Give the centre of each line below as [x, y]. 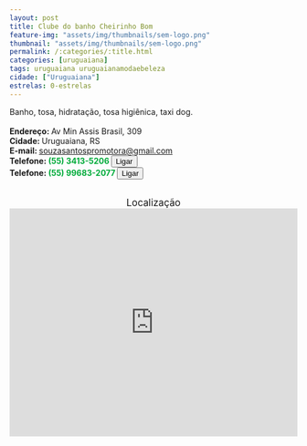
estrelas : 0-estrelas [51, 86]
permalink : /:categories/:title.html [81, 52]
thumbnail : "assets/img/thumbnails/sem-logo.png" [106, 43]
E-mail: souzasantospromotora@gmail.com [91, 150]
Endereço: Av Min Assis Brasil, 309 [76, 131]
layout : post [34, 18]
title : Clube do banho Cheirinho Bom [81, 26]
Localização [153, 202]
